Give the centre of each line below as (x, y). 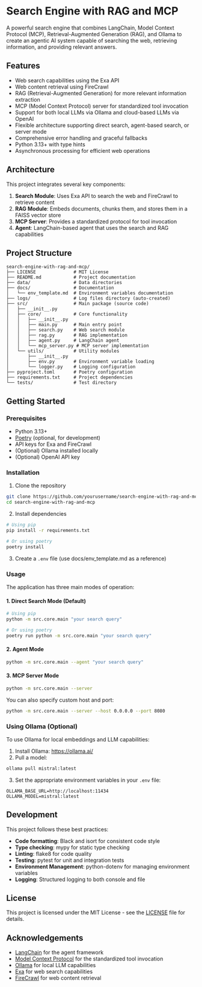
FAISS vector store (38, 215)
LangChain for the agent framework (59, 953)
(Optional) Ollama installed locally (57, 451)
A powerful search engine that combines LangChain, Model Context (90, 28)
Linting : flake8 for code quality (53, 853)
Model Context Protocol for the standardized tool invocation (89, 959)
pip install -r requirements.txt (48, 530)
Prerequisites (26, 418)
